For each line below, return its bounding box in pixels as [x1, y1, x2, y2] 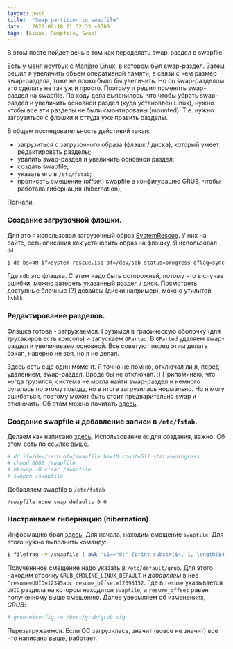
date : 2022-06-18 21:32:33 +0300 [7, 23, 110, 30]
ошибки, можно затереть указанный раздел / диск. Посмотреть [7, 279, 198, 288]
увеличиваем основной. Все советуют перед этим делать [35, 341, 208, 350]
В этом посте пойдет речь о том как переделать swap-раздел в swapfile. [7, 49, 224, 57]
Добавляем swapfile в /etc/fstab [7, 485, 105, 493]
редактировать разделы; [17, 148, 92, 156]
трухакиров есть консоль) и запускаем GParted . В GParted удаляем [7, 334, 205, 343]
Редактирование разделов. [7, 311, 105, 321]
